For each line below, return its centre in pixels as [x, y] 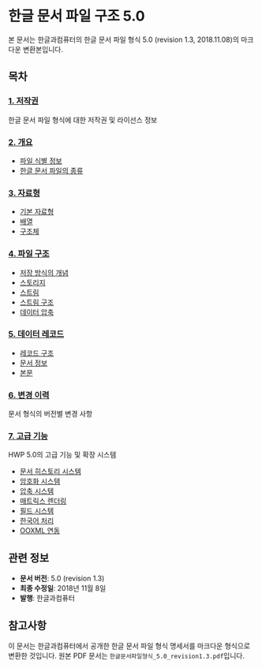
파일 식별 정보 [41, 160]
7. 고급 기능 [28, 436]
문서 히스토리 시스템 [50, 472]
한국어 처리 [37, 521]
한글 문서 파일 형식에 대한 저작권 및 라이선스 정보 [83, 120]
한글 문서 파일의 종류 [51, 170]
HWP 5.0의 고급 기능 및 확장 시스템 [62, 455]
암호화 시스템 [40, 481]
